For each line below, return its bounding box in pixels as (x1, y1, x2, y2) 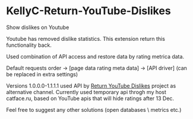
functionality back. (6, 41, 52, 49)
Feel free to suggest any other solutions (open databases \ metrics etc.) (6, 106, 182, 113)
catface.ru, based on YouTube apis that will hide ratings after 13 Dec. (6, 95, 174, 102)
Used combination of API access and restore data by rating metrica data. (6, 53, 185, 60)
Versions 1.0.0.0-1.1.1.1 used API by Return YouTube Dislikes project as (6, 82, 176, 89)
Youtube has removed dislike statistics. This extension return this (6, 35, 165, 42)
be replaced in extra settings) (6, 70, 78, 78)
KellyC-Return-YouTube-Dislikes (6, 4, 171, 18)
